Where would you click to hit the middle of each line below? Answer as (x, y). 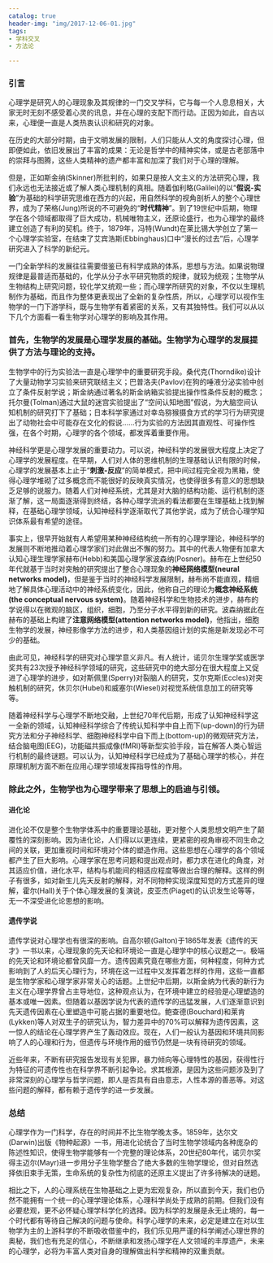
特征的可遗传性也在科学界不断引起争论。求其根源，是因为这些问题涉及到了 (140, 1069)
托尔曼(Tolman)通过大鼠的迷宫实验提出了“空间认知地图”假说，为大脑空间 (130, 402)
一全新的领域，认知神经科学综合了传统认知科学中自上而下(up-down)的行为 (133, 725)
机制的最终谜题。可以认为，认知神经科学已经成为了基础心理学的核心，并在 (140, 756)
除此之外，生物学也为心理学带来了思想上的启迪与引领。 (117, 789)
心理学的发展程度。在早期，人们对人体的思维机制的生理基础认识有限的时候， (136, 459)
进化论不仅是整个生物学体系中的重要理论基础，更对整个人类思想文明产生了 (133, 830)
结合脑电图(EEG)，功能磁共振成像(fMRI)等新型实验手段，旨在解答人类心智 (132, 746)
